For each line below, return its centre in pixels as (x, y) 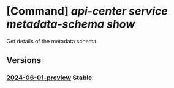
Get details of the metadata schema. (52, 41)
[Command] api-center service (87, 11)
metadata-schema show (71, 24)
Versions (24, 60)
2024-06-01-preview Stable (49, 78)
